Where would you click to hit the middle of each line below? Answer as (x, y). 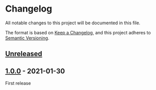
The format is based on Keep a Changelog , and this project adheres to (78, 32)
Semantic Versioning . (27, 38)
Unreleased (24, 54)
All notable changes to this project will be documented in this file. (73, 23)
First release (18, 83)
